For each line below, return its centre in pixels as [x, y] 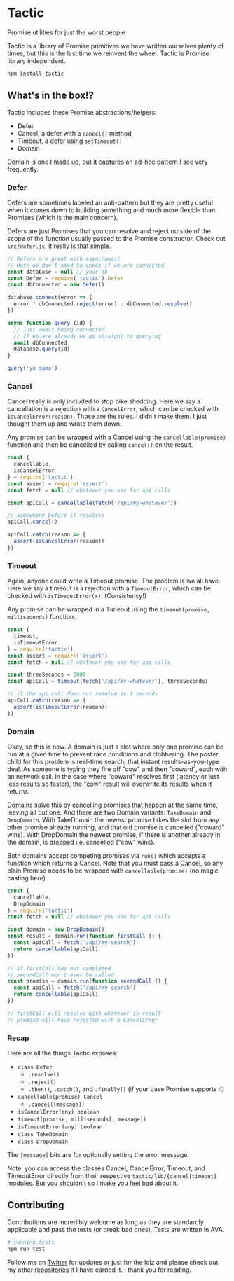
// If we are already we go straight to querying [87, 336]
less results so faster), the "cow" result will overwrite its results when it [110, 784]
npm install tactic [36, 74]
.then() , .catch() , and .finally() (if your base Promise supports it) [126, 1089]
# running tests [31, 1242]
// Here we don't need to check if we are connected [86, 265]
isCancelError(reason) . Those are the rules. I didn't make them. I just [107, 416]
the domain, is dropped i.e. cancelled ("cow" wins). [81, 842]
